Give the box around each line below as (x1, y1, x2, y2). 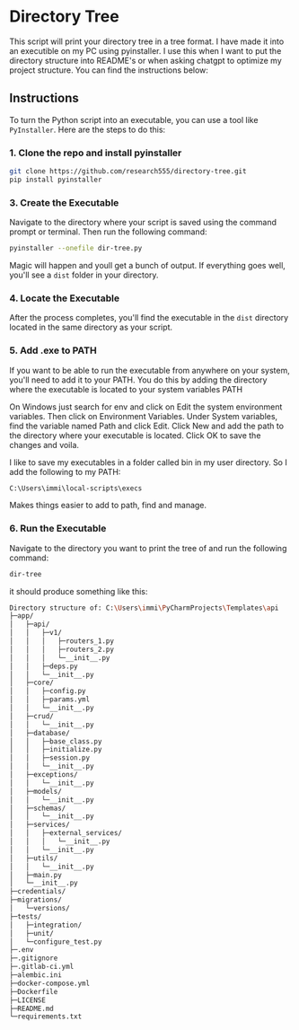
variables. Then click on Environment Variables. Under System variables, (9, 410, 278, 421)
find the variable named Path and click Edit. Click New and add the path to (9, 420, 285, 431)
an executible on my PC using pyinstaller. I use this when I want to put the (9, 45, 282, 56)
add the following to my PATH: (9, 466, 121, 477)
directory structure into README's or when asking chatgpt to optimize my (9, 55, 283, 66)
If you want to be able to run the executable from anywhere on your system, (9, 365, 290, 375)
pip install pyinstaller (9, 175, 102, 184)
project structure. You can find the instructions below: (9, 65, 209, 75)
